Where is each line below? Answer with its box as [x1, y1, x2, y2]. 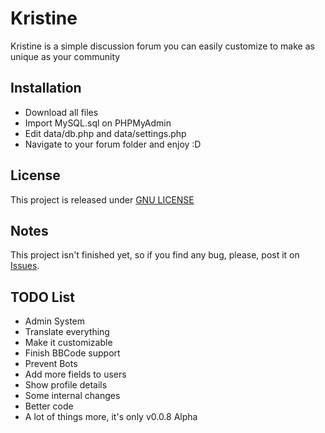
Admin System [24, 315, 86, 327]
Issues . [10, 260, 40, 272]
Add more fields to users [24, 368, 127, 381]
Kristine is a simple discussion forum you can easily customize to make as [10, 40, 315, 52]
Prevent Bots [24, 358, 78, 370]
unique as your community [10, 50, 121, 62]
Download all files [24, 106, 99, 118]
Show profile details [24, 379, 108, 391]
